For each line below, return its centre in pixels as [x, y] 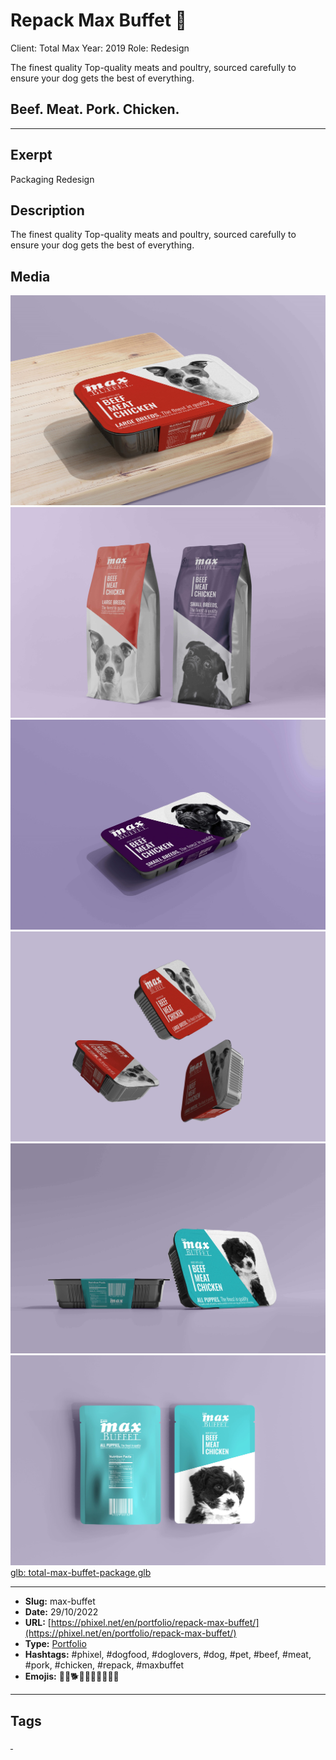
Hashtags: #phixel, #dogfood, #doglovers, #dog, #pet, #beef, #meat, [168, 1655]
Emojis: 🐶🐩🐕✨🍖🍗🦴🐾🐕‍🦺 [72, 1676]
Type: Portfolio [55, 1644]
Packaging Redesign [52, 179]
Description [47, 210]
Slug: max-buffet [60, 1601]
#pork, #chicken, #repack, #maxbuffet [104, 1665]
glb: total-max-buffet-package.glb [81, 1573]
